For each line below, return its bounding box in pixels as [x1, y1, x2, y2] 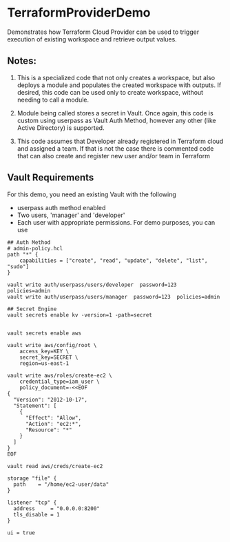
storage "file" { [7, 475, 57, 482]
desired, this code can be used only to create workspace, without [17, 88, 204, 96]
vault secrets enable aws [7, 330, 81, 337]
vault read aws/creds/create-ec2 [7, 462, 103, 469]
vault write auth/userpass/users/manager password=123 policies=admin [7, 293, 220, 300]
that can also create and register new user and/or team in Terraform [17, 151, 210, 160]
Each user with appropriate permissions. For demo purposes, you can [17, 218, 216, 226]
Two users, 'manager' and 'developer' [17, 211, 125, 219]
